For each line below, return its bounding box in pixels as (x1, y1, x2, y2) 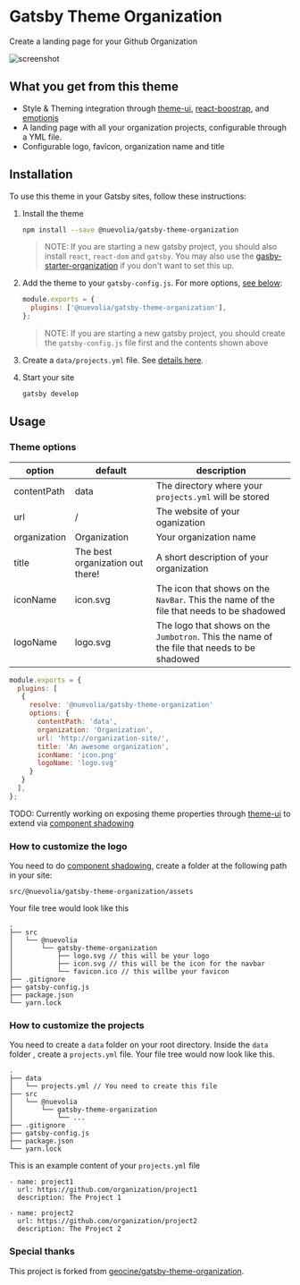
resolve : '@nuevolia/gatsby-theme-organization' (29, 701, 214, 710)
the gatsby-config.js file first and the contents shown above (44, 337, 269, 348)
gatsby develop (21, 389, 79, 399)
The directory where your (155, 479, 263, 491)
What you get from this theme (9, 79, 179, 95)
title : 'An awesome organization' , (37, 742, 170, 751)
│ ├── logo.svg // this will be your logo (9, 951, 210, 961)
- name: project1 (9, 1178, 74, 1187)
